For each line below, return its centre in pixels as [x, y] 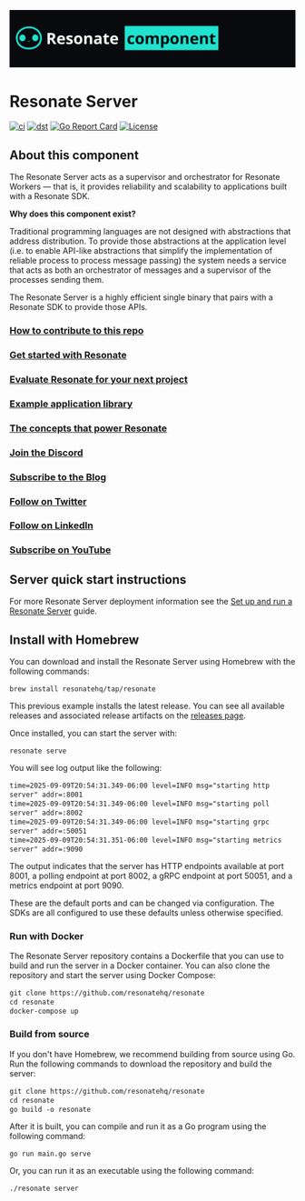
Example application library [71, 404]
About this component [74, 155]
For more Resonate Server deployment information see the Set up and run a [151, 602]
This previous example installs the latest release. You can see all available [147, 706]
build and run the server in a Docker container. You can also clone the [140, 966]
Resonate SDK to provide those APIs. [79, 307]
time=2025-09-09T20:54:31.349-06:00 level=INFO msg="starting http [140, 786]
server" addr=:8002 [46, 813]
